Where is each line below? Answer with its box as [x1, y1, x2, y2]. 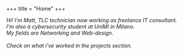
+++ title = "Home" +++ [6, 5, 66, 12]
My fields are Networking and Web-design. [6, 29, 114, 36]
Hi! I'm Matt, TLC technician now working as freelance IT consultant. [6, 17, 178, 23]
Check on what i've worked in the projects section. [6, 42, 132, 49]
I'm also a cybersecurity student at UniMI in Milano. [6, 23, 135, 30]
